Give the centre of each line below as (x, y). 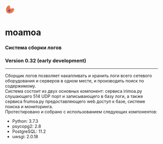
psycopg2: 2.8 (26, 127)
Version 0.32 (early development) (46, 61)
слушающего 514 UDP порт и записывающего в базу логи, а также (74, 96)
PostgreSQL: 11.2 (29, 131)
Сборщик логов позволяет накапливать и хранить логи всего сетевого (79, 76)
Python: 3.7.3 (25, 121)
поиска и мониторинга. (29, 107)
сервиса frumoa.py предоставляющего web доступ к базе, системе (75, 101)
